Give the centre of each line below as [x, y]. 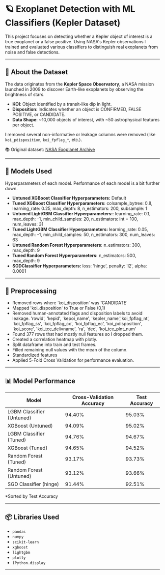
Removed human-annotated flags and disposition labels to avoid [77, 313]
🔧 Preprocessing [31, 291]
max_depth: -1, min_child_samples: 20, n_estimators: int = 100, [75, 219]
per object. [23, 125]
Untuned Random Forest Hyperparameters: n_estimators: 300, [77, 245]
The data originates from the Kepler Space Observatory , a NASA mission [80, 84]
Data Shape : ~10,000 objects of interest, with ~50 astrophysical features [86, 119]
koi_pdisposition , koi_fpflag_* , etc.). [44, 140]
